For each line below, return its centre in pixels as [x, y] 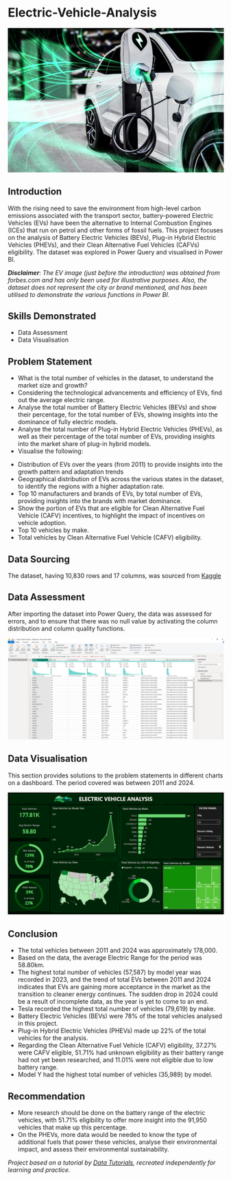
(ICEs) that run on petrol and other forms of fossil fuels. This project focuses [115, 230]
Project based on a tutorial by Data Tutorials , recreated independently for [112, 1162]
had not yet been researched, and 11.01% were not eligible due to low [115, 1060]
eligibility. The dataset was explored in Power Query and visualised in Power [115, 252]
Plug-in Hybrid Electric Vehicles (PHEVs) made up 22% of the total [112, 1031]
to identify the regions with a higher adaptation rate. [91, 487]
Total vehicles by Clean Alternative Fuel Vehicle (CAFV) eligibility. [110, 538]
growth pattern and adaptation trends [71, 472]
